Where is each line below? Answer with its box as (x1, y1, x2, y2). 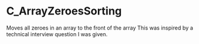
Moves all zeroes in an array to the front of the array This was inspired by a (6, 24, 194, 31)
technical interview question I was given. (6, 30, 108, 37)
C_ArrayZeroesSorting (6, 4, 122, 18)
